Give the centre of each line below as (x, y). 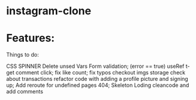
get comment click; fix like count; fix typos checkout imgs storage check (96, 73)
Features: (31, 38)
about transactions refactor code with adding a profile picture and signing (97, 79)
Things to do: (22, 55)
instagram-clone (49, 11)
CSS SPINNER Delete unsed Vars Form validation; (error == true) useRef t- (98, 66)
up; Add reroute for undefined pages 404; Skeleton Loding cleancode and (98, 85)
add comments (25, 92)
